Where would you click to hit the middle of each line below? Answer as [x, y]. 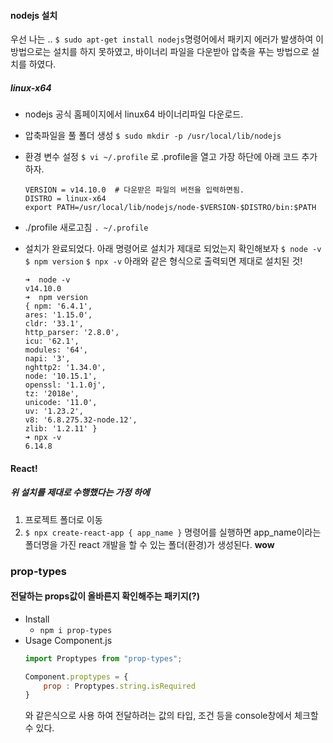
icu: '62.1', [52, 341]
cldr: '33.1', [54, 324]
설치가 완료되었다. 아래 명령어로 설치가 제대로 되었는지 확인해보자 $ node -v [173, 249]
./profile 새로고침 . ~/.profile [86, 227]
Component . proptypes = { [76, 676]
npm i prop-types [76, 630]
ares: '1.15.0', [58, 315]
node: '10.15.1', [61, 376]
